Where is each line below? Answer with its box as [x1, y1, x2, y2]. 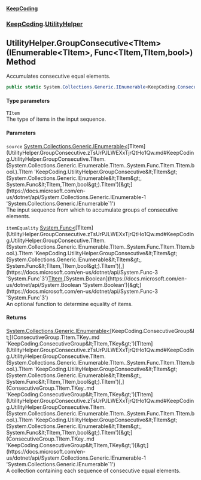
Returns [6, 314, 27, 321]
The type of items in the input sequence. [6, 115, 106, 123]
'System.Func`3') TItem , [6, 275, 65, 282]
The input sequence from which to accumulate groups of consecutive [6, 206, 178, 213]
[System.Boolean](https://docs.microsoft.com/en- [63, 275, 187, 282]
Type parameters [6, 97, 50, 104]
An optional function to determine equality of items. [6, 300, 133, 307]
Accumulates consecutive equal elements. [6, 72, 111, 80]
